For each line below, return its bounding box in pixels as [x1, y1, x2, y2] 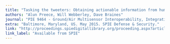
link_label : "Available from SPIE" [5, 31, 80, 36]
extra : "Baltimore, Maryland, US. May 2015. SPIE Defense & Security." [5, 21, 159, 27]
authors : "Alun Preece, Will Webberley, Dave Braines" [5, 12, 123, 17]
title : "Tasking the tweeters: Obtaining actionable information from [5, 7, 157, 13]
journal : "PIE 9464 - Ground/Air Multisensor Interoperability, [5, 17, 144, 22]
